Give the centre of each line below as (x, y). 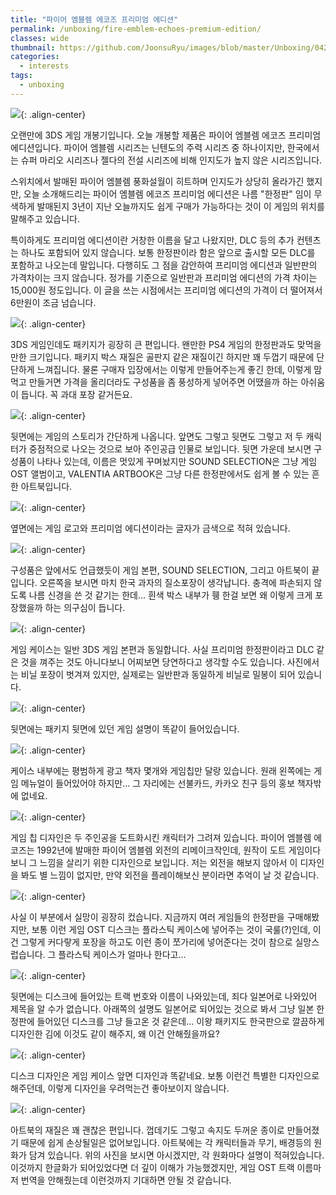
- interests (44, 66)
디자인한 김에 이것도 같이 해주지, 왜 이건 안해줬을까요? (115, 1033)
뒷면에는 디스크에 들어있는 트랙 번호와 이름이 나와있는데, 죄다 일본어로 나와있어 (164, 996)
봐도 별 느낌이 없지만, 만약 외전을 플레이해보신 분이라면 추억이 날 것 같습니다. (170, 875)
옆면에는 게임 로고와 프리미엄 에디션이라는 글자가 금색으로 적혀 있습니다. (150, 528)
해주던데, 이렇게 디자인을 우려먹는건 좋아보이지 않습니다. (120, 1088)
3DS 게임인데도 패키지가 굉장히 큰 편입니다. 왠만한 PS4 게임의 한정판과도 (152, 344)
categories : (35, 57)
